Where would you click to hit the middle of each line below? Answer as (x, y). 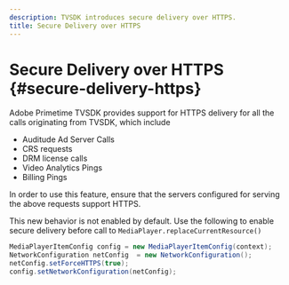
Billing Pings (44, 178)
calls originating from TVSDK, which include (90, 123)
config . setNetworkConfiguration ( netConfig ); (93, 272)
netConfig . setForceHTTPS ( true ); (69, 264)
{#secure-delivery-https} (105, 88)
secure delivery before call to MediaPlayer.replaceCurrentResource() (136, 231)
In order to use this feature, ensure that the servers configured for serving (144, 194)
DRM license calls (55, 158)
